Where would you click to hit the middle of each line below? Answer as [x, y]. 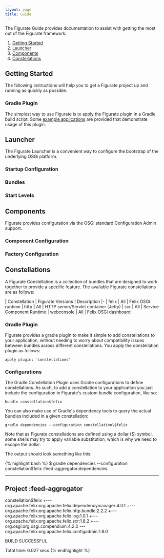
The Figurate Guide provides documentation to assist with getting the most [80, 28]
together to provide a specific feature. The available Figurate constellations [81, 287]
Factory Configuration [32, 254]
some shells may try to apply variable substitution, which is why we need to [81, 439]
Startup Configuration [32, 169]
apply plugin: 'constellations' [38, 360]
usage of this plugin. [26, 124]
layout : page [18, 10]
